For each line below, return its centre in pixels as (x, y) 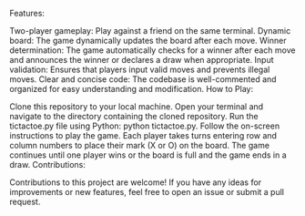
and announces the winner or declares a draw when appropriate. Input (142, 60)
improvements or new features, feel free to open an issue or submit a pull (147, 192)
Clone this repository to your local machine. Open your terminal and (137, 107)
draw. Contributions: (48, 165)
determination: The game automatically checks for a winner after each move (152, 50)
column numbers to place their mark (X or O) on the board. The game (140, 145)
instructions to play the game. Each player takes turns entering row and (143, 135)
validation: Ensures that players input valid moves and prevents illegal (140, 69)
